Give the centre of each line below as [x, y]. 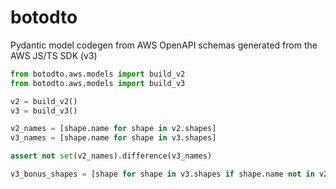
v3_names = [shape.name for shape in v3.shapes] [113, 138]
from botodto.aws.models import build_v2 [98, 74]
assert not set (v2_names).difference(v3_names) [111, 156]
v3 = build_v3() [44, 111]
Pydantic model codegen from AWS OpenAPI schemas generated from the [164, 45]
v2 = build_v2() [44, 101]
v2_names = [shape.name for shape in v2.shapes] [113, 129]
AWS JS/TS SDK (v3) [54, 55]
